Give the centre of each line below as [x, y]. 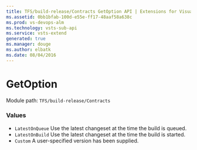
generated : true [26, 39]
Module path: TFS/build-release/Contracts [58, 100]
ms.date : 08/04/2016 [31, 55]
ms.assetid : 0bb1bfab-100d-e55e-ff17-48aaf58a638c [69, 17]
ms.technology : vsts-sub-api [42, 28]
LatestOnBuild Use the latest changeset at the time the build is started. [100, 134]
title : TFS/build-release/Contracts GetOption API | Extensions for [91, 11]
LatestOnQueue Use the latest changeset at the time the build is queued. [101, 128]
